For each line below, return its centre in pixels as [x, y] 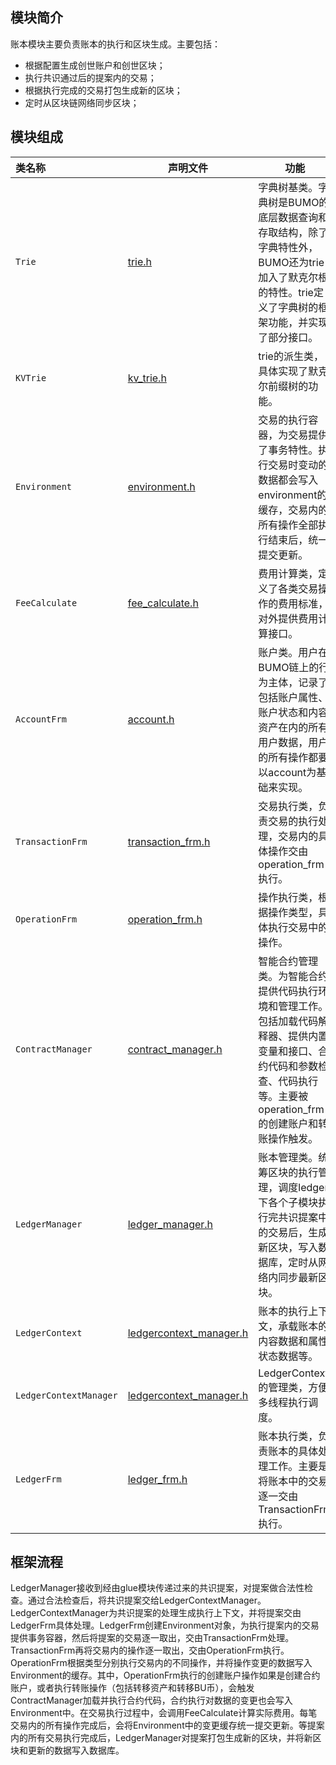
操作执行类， [288, 897]
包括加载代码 [288, 1021]
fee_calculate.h [163, 603]
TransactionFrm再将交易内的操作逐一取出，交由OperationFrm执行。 [150, 1650]
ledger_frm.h [157, 1479]
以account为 [287, 772]
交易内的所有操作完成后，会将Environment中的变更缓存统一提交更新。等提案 [167, 1725]
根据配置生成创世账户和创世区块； [95, 65]
